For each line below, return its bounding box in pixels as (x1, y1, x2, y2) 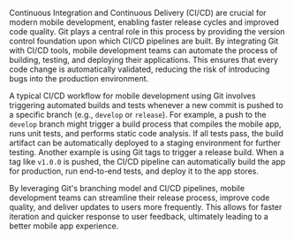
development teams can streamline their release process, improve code (9, 192, 270, 203)
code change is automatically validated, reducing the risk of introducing (9, 64, 270, 74)
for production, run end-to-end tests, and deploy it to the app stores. (9, 166, 259, 176)
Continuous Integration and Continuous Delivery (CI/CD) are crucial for (9, 8, 267, 18)
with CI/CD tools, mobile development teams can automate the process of (9, 45, 278, 56)
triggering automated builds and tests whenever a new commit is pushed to (9, 100, 284, 110)
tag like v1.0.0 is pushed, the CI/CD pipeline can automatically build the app (9, 157, 286, 166)
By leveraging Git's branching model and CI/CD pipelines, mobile (9, 183, 245, 193)
